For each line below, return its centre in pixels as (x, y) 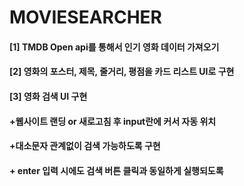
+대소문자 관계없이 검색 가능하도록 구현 (85, 146)
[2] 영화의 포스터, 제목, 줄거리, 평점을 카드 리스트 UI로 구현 (122, 72)
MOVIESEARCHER (85, 17)
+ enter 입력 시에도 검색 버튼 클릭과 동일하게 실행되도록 (116, 170)
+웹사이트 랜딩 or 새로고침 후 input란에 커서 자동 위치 (113, 121)
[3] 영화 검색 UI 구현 (48, 96)
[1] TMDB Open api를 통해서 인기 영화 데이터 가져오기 (114, 47)
